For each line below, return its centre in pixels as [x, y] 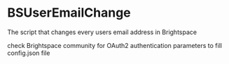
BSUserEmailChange [69, 13]
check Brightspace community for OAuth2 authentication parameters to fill [115, 45]
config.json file [29, 53]
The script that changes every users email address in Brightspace [102, 32]
